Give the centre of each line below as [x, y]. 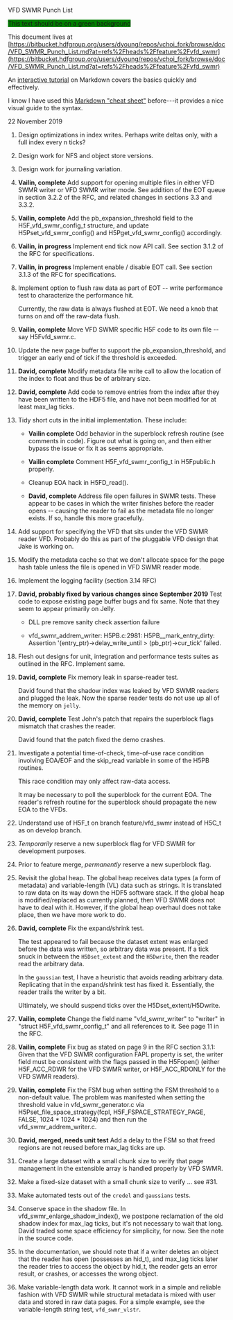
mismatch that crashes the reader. [67, 726]
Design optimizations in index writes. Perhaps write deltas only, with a [118, 135]
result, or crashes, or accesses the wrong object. [88, 1274]
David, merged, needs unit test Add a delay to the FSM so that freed [116, 1140]
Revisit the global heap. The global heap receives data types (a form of [119, 878]
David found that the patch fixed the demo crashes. [92, 739]
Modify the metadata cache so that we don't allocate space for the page [121, 560]
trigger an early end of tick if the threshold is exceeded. [97, 358]
